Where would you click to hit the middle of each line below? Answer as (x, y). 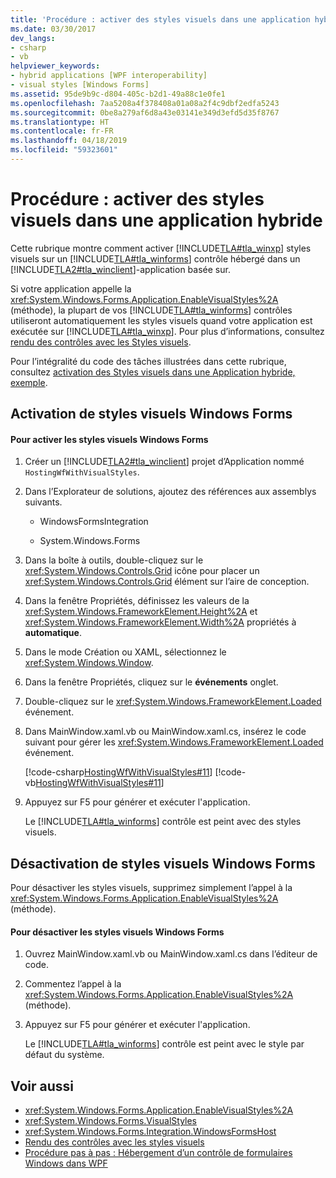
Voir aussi (42, 1086)
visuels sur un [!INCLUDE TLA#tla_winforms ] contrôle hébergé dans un (155, 258)
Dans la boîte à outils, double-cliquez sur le (114, 560)
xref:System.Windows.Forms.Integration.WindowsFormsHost (150, 1132)
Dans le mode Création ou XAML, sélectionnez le (125, 652)
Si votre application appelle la (71, 288)
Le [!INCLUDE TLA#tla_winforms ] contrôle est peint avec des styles (163, 822)
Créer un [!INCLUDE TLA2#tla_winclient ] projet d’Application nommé (164, 462)
